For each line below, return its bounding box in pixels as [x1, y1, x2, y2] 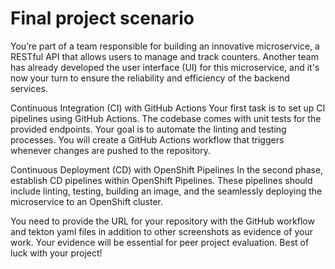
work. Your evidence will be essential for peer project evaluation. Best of [10, 236, 310, 248]
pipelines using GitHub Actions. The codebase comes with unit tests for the [10, 112, 322, 124]
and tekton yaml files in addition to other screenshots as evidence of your [10, 225, 313, 237]
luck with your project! [10, 247, 103, 259]
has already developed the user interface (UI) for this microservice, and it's [10, 61, 320, 73]
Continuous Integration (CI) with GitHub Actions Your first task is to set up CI [10, 102, 326, 114]
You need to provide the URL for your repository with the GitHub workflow [10, 215, 315, 227]
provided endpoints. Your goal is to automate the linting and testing [10, 123, 287, 135]
